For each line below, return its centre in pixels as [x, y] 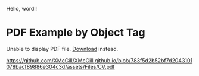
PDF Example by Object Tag [76, 33]
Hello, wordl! [22, 9]
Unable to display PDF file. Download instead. [62, 49]
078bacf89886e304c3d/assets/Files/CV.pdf [60, 66]
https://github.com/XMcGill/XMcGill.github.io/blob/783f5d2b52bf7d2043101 [99, 60]
